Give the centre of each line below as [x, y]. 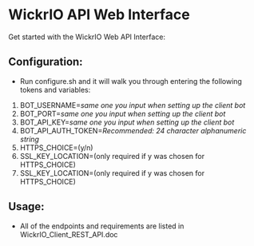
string [30, 139]
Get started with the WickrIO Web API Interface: [87, 37]
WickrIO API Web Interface [99, 15]
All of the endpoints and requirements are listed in [102, 226]
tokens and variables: [55, 89]
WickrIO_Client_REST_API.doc [69, 234]
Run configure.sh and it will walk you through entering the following [131, 81]
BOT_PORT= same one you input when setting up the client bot [123, 113]
